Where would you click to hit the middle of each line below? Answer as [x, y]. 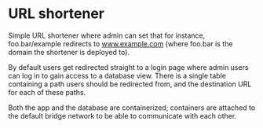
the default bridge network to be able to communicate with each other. [122, 115]
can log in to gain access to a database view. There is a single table [117, 75]
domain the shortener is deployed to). [69, 52]
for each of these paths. [47, 92]
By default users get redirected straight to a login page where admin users [128, 67]
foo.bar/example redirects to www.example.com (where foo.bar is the [121, 43]
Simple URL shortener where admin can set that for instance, [107, 35]
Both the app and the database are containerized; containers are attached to [132, 108]
